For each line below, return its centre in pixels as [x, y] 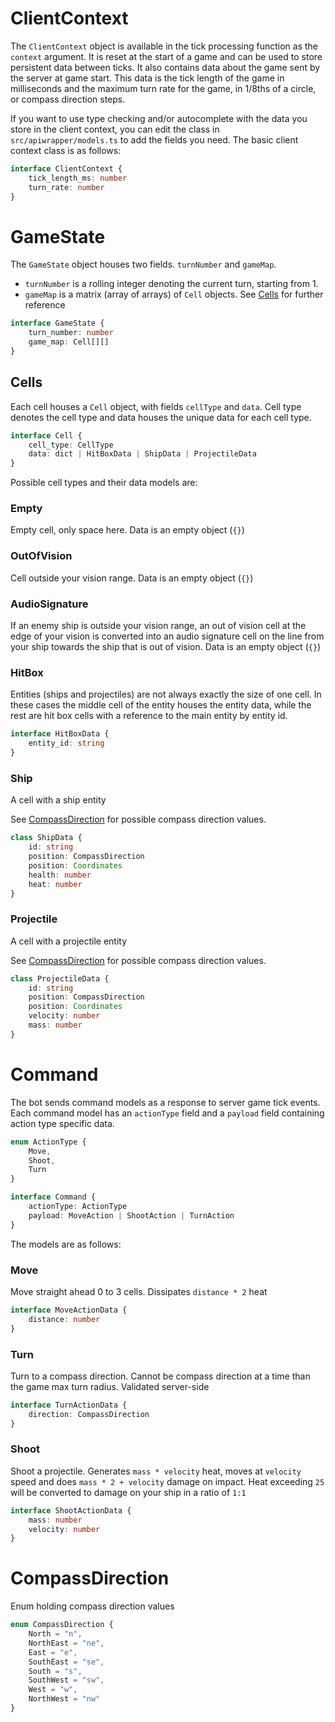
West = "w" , [53, 1690]
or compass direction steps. [68, 99]
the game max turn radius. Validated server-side [110, 1386]
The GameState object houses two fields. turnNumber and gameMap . [143, 264]
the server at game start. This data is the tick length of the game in [147, 78]
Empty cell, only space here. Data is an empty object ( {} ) [127, 530]
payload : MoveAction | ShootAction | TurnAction [131, 1215]
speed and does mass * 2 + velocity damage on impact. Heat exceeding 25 [167, 1481]
